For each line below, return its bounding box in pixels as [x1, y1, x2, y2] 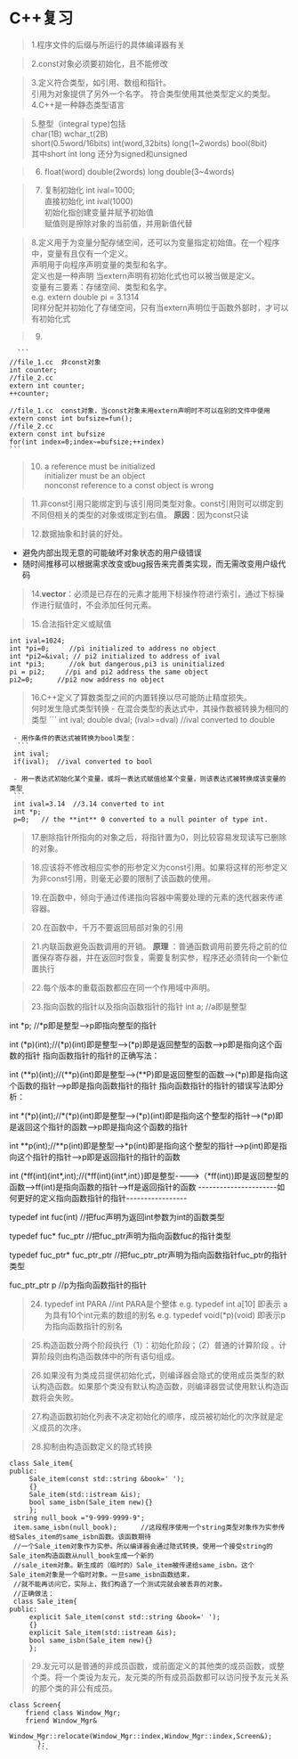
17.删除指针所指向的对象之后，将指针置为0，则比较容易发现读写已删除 [30, 831, 287, 842]
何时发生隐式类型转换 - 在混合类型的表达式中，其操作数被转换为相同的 [30, 703, 289, 714]
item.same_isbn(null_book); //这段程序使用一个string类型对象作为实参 [12, 1523, 278, 1532]
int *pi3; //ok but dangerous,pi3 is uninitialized [9, 659, 225, 668]
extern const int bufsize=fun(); [9, 413, 133, 423]
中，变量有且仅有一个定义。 [30, 248, 133, 258]
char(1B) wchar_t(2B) [30, 128, 109, 139]
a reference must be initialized [44, 461, 156, 471]
